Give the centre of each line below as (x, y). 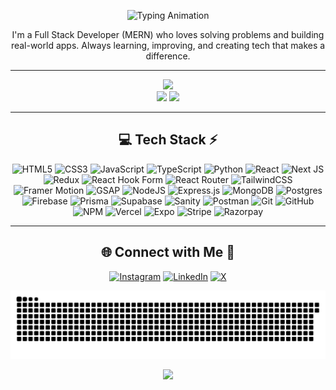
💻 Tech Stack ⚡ (168, 140)
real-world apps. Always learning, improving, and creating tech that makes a (168, 45)
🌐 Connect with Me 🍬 (168, 252)
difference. (168, 56)
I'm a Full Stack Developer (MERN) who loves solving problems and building (168, 34)
